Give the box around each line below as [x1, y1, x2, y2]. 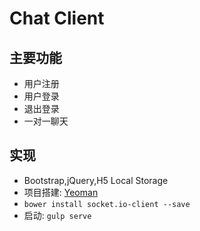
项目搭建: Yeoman [23, 186, 99, 198]
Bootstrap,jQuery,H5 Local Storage [23, 174, 169, 186]
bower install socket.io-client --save [23, 199, 191, 209]
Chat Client [9, 7, 105, 30]
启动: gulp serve [23, 209, 92, 221]
